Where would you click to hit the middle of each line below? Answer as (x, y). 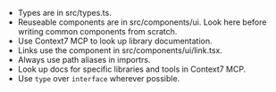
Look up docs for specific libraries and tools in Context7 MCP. (132, 69)
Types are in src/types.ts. (64, 13)
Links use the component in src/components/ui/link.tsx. (120, 50)
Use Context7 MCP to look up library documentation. (115, 41)
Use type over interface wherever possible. (99, 78)
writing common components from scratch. (97, 31)
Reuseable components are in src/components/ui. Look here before (142, 22)
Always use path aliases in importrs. (84, 60)
